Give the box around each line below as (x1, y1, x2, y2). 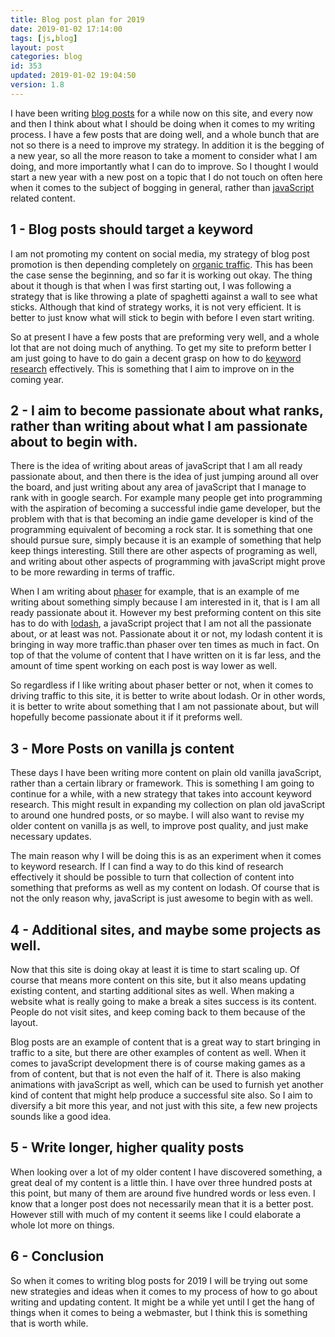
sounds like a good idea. (10, 1111, 112, 1122)
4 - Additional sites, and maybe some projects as (10, 921, 322, 938)
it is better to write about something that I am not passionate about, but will (10, 701, 319, 713)
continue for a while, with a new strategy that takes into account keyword (10, 788, 312, 800)
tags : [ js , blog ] (10, 33, 78, 43)
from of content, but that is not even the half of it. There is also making (10, 1068, 302, 1080)
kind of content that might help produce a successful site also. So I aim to (10, 1089, 313, 1101)
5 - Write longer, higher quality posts (10, 1139, 245, 1156)
